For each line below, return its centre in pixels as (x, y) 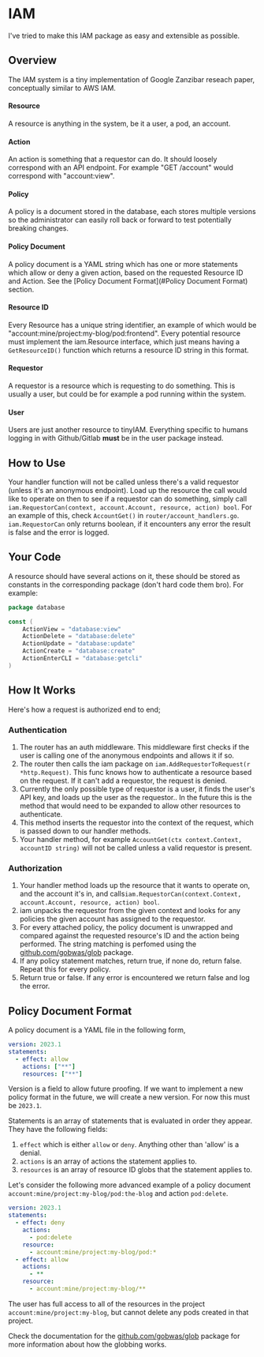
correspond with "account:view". (61, 176)
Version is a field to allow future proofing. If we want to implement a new (126, 1089)
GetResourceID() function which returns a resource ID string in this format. (129, 350)
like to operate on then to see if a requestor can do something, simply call (128, 498)
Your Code (35, 557)
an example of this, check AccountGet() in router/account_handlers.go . (124, 515)
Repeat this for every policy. (65, 969)
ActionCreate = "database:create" (79, 651)
